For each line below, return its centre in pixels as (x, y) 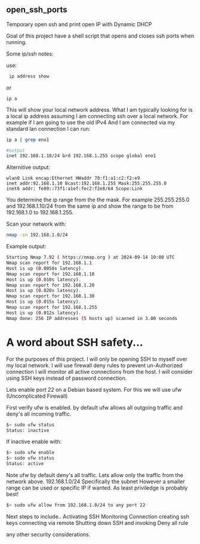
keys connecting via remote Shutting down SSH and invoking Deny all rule (97, 523)
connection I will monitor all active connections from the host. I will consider (99, 371)
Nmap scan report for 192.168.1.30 (50, 296)
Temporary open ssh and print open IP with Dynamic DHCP (79, 24)
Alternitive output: (28, 167)
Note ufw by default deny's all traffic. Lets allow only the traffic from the (95, 475)
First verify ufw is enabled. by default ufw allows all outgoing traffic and (95, 407)
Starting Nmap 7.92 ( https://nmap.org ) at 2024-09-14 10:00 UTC (90, 257)
